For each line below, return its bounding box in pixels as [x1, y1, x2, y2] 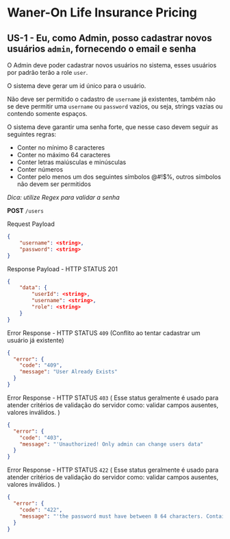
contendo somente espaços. [7, 110, 88, 117]
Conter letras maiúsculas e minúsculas [16, 158, 127, 166]
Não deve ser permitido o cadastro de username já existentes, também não [7, 95, 216, 103]
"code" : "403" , [19, 434, 63, 441]
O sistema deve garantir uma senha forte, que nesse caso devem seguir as [7, 123, 218, 131]
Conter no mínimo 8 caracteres [16, 144, 105, 152]
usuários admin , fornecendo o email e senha [7, 43, 196, 54]
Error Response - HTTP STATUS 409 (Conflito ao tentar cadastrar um [7, 328, 201, 337]
